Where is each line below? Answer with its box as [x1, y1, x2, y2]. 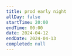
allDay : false [6, 14, 41, 20]
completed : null [6, 41, 46, 47]
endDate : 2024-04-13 [6, 36, 57, 41]
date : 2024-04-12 [6, 30, 49, 36]
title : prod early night [6, 8, 67, 15]
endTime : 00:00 [6, 24, 43, 31]
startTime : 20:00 [6, 19, 49, 25]
